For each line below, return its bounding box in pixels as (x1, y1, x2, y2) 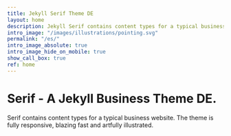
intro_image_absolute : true (7, 42, 88, 49)
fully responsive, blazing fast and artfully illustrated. (7, 121, 154, 129)
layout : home (7, 16, 45, 23)
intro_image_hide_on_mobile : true (7, 49, 107, 56)
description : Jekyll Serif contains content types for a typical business (7, 23, 226, 30)
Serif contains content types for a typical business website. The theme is (7, 113, 214, 122)
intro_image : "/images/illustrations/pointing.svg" (7, 29, 158, 36)
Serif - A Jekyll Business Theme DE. (7, 91, 217, 106)
